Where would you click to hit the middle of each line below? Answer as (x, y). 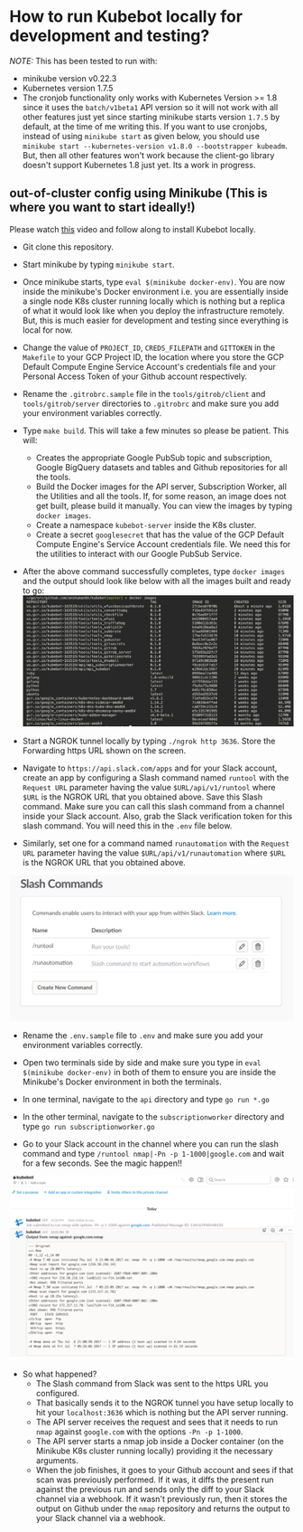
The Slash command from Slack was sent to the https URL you (152, 1384)
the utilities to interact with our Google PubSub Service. (139, 553)
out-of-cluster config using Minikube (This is (138, 193)
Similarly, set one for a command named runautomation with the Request (156, 843)
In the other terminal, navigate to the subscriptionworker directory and (153, 1117)
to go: (33, 591)
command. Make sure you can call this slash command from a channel (153, 806)
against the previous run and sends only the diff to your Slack (150, 1489)
